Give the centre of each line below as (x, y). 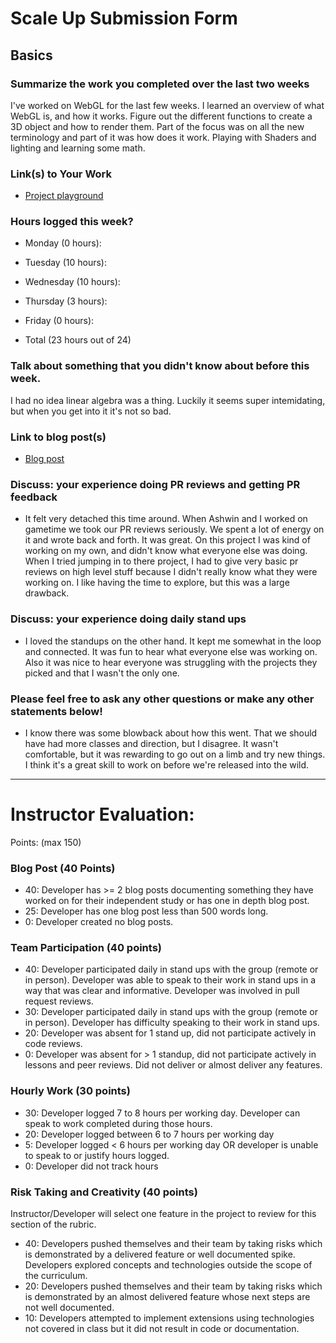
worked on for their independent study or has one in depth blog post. (167, 901)
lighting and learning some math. (78, 148)
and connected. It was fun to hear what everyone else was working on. (171, 651)
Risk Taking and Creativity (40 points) (104, 1192)
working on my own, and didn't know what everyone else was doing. (166, 551)
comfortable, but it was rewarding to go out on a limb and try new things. (175, 754)
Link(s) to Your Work (61, 174)
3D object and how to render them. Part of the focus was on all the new (157, 126)
